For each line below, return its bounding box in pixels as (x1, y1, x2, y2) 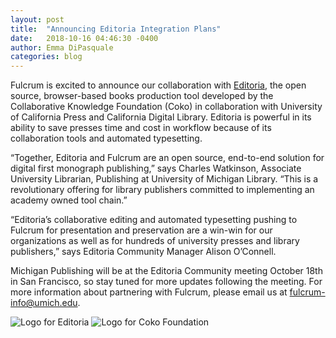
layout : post (10, 14, 65, 25)
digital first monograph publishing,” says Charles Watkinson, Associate (10, 162, 302, 175)
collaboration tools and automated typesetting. (10, 132, 203, 145)
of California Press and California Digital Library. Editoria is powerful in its (10, 111, 312, 123)
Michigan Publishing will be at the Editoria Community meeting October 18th (10, 265, 323, 277)
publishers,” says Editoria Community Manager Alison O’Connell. (10, 246, 277, 258)
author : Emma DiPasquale (10, 42, 114, 53)
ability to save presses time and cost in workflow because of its (10, 122, 272, 134)
